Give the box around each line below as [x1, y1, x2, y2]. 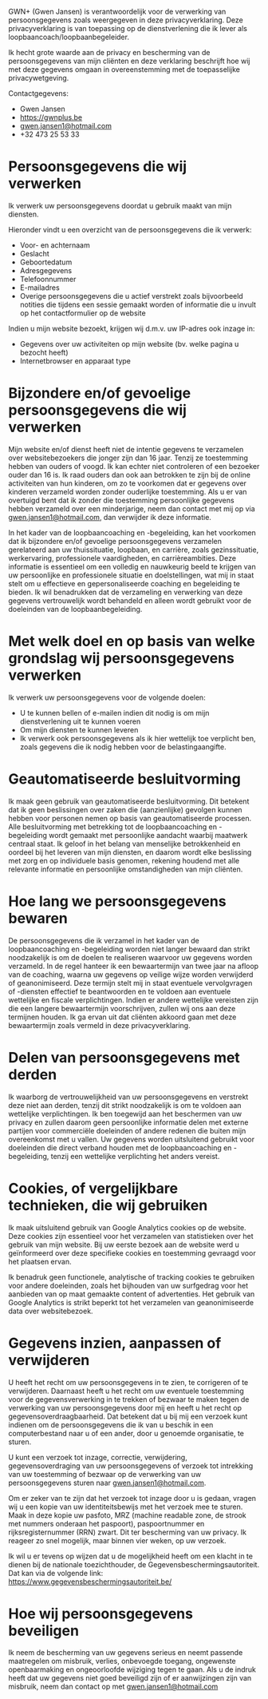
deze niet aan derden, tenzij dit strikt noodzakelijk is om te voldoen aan [8, 1100, 242, 1110]
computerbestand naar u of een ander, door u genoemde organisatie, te [8, 1428, 245, 1438]
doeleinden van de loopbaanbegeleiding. [8, 604, 143, 613]
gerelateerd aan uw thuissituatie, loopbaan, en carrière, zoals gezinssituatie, [8, 545, 259, 554]
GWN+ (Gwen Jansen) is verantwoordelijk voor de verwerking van [8, 7, 227, 16]
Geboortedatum [19, 257, 73, 267]
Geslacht [19, 248, 49, 258]
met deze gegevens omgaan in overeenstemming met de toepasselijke [8, 65, 241, 74]
